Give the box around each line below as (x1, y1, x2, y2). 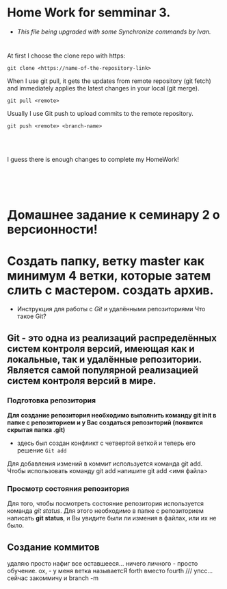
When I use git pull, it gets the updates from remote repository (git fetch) (7, 77, 212, 85)
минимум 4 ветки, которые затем (7, 267, 211, 283)
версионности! (7, 221, 98, 237)
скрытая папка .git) (7, 425, 66, 433)
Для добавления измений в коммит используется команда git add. (7, 459, 203, 468)
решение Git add (16, 446, 67, 454)
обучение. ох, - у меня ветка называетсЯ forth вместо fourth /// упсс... (7, 567, 213, 575)
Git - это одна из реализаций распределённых (7, 332, 217, 344)
